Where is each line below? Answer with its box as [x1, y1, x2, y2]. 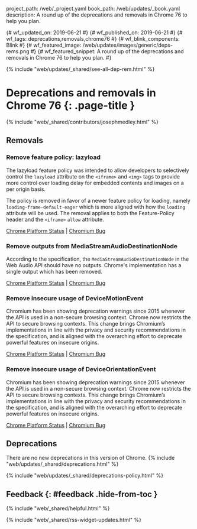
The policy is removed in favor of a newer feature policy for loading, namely [6, 197, 190, 204]
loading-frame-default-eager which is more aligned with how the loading [6, 203, 185, 210]
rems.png [6, 48, 30, 55]
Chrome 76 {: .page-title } [6, 99, 135, 112]
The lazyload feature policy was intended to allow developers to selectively [6, 167, 189, 174]
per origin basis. [6, 186, 46, 193]
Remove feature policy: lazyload [6, 153, 101, 161]
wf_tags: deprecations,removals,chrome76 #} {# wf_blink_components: [6, 35, 180, 42]
